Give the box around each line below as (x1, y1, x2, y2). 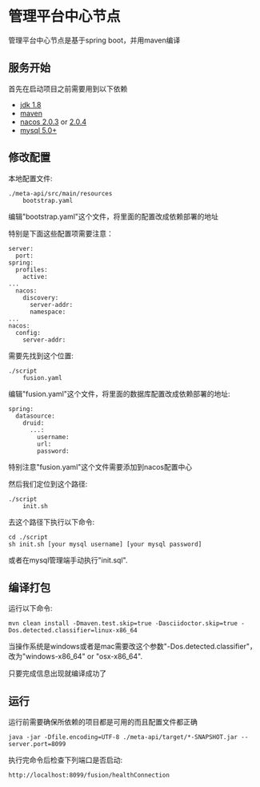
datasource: (15, 412, 56, 420)
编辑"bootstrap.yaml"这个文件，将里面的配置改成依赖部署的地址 (8, 212, 218, 221)
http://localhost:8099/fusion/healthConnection (8, 771, 170, 780)
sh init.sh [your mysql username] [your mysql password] (8, 540, 202, 548)
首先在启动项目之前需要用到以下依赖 (8, 83, 128, 93)
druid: (22, 418, 45, 427)
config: (15, 329, 42, 337)
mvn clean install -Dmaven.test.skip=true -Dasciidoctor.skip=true (8, 620, 238, 628)
